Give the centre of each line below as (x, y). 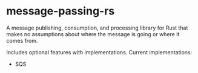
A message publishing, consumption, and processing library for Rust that (97, 28)
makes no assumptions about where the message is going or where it (93, 34)
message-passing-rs (61, 11)
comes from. (22, 40)
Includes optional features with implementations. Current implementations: (99, 52)
